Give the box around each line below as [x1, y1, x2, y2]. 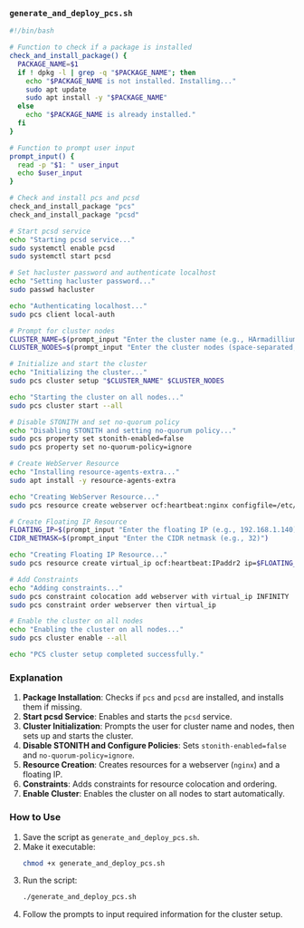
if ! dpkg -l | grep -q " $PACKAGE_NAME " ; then [17, 68, 196, 77]
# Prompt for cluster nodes [9, 326, 116, 335]
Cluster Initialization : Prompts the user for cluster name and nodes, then [22, 720, 295, 732]
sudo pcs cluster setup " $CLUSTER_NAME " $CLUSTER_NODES [9, 376, 224, 386]
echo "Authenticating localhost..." [9, 301, 147, 311]
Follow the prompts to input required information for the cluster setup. [22, 909, 283, 920]
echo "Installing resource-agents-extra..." [9, 468, 180, 477]
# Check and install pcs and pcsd [9, 194, 140, 203]
